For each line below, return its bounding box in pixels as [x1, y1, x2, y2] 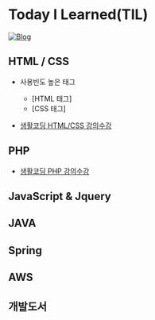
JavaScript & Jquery [8, 189, 111, 203]
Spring [8, 244, 42, 257]
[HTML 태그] [31, 94, 72, 103]
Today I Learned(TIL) [8, 6, 149, 24]
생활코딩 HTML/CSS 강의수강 [19, 121, 112, 130]
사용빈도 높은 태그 [19, 77, 76, 87]
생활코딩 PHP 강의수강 [19, 166, 90, 175]
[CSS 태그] [31, 103, 66, 113]
